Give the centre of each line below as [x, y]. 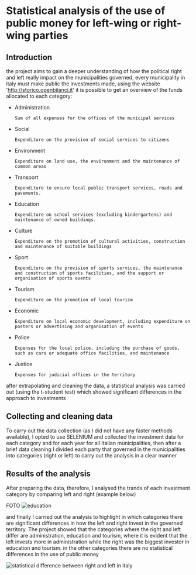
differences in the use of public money [53, 554]
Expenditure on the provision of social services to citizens [92, 140]
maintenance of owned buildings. [55, 220]
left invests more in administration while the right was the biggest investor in [98, 542]
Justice [23, 364]
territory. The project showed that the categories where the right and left [94, 529]
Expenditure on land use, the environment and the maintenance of [97, 161]
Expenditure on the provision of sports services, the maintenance [98, 268]
